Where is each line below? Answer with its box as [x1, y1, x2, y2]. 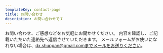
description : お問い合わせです [5, 16, 64, 21]
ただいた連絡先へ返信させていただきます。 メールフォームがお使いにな [13, 36, 158, 42]
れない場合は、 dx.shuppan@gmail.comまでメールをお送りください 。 [5, 43, 146, 49]
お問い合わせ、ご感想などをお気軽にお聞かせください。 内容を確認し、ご [5, 30, 154, 36]
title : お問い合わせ [5, 12, 43, 17]
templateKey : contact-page [5, 7, 61, 12]
